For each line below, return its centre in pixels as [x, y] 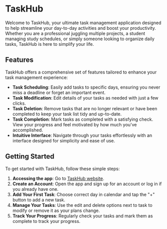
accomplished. [28, 130]
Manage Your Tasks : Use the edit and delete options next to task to [82, 205]
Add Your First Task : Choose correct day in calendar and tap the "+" [83, 194]
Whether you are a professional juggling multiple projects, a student [75, 33]
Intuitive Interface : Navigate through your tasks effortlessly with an [82, 135]
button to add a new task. [39, 200]
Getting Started [30, 157]
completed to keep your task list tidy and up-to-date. [67, 114]
